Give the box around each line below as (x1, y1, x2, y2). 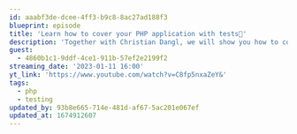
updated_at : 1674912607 (9, 111, 97, 120)
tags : (9, 78, 29, 87)
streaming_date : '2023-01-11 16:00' (9, 63, 144, 71)
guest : (9, 46, 34, 55)
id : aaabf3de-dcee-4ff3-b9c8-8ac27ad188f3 (9, 12, 168, 22)
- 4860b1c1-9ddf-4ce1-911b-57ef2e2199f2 (17, 54, 168, 63)
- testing (17, 94, 53, 104)
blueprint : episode (9, 21, 81, 30)
